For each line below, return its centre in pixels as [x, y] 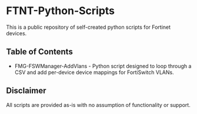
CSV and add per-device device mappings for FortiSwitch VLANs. [94, 72]
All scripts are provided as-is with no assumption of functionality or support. [98, 105]
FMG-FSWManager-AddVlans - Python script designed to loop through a [103, 66]
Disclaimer [26, 91]
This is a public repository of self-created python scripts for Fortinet [89, 27]
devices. [16, 33]
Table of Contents [40, 52]
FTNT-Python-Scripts [61, 11]
